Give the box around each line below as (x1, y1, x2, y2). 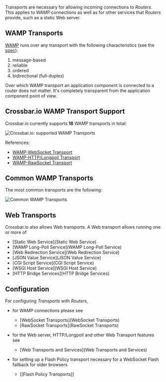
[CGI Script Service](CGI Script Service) (12, 260, 94, 266)
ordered (12, 67, 29, 73)
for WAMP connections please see (12, 308, 83, 314)
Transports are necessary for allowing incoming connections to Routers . (5, 4, 153, 10)
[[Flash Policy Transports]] (19, 371, 74, 378)
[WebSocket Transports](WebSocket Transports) (19, 317, 120, 323)
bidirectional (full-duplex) (12, 73, 64, 79)
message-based (12, 57, 46, 63)
